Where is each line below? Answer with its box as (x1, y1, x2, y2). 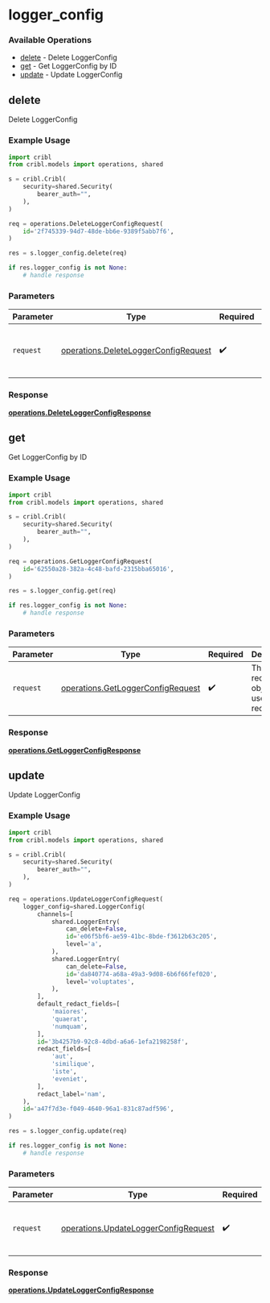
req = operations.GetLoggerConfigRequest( (8, 557, 153, 565)
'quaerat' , (51, 1014, 88, 1023)
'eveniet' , (51, 1075, 88, 1083)
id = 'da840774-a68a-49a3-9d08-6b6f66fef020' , (65, 970, 218, 978)
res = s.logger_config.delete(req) (8, 249, 128, 257)
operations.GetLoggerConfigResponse (8, 745, 141, 755)
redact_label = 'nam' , (37, 1090, 106, 1098)
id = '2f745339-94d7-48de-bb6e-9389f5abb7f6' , (22, 227, 174, 235)
